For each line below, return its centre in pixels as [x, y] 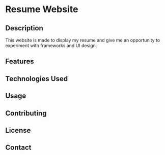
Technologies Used [36, 79]
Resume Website [42, 9]
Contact [18, 148]
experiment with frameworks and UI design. [51, 46]
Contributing [26, 113]
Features [20, 62]
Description [24, 28]
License [18, 130]
